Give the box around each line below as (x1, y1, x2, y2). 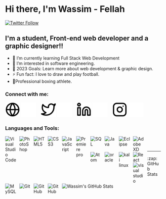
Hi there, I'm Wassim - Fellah (5, 3, 125, 15)
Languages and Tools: (5, 125, 59, 132)
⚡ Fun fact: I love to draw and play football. (12, 71, 100, 77)
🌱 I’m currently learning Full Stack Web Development (12, 55, 120, 61)
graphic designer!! (5, 42, 63, 50)
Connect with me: (5, 91, 49, 98)
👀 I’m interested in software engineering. (12, 60, 95, 66)
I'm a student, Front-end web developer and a (5, 34, 149, 43)
